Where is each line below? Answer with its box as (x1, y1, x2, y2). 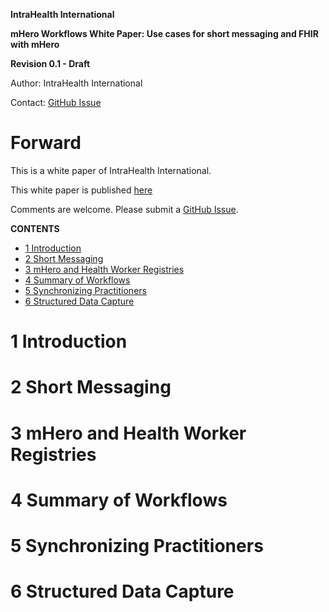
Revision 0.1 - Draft (10, 58, 91, 69)
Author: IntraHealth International (10, 77, 143, 89)
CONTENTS (10, 222, 60, 234)
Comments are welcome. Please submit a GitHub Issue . (10, 203, 239, 215)
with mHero (10, 39, 60, 50)
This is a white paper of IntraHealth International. (10, 164, 212, 176)
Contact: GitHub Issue (10, 97, 102, 108)
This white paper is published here (10, 184, 153, 196)
